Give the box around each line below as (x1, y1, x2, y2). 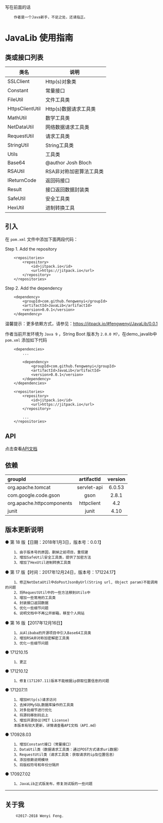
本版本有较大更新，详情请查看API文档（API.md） (14, 723, 98, 728)
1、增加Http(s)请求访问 (14, 697, 57, 703)
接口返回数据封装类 (45, 186, 90, 193)
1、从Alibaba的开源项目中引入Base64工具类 (14, 631, 91, 636)
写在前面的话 (5, 4, 31, 10)
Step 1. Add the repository (5, 246, 57, 252)
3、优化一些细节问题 (14, 641, 49, 646)
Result (7, 186, 22, 193)
